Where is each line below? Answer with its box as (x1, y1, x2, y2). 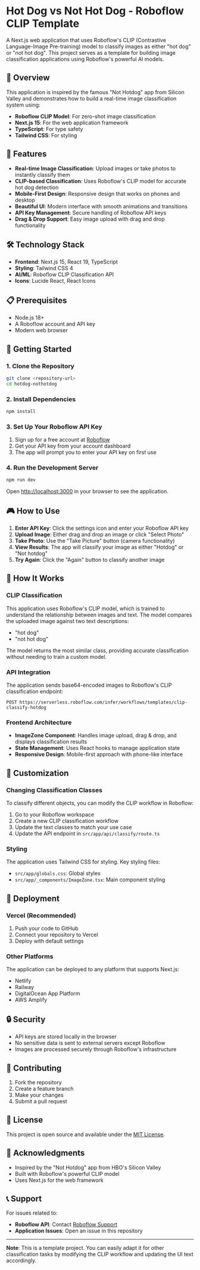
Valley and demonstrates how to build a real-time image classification (6, 95, 177, 102)
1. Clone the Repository (6, 362, 74, 370)
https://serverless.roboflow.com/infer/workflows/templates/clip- (19, 699, 187, 706)
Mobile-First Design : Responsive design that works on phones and (14, 190, 180, 197)
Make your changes (14, 1091, 64, 1099)
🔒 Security (6, 1014, 46, 1024)
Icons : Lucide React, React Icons (14, 277, 96, 284)
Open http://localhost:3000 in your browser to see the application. (6, 488, 168, 495)
